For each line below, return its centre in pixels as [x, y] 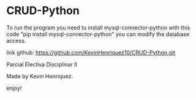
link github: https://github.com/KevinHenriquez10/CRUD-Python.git [91, 52]
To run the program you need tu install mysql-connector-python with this [98, 28]
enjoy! [14, 88]
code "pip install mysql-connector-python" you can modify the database [98, 34]
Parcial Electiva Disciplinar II [42, 64]
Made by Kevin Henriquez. [40, 76]
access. [16, 40]
